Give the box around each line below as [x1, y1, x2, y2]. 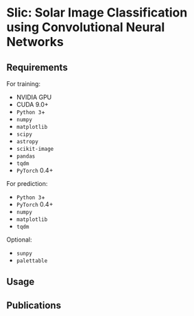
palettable [16, 257, 48, 264]
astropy [16, 138, 38, 145]
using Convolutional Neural [6, 19, 165, 35]
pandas [16, 153, 36, 160]
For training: [6, 80, 40, 87]
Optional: [6, 235, 32, 244]
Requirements [6, 61, 68, 73]
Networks [6, 34, 64, 50]
